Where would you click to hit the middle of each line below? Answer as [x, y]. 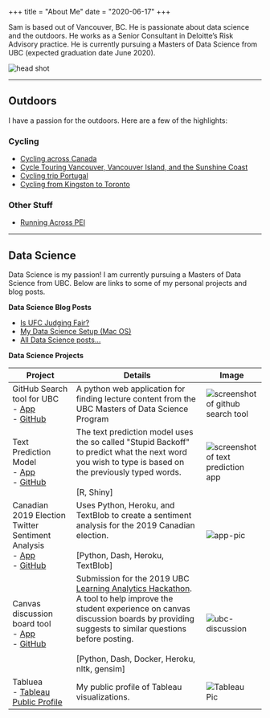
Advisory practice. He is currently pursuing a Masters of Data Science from [133, 44]
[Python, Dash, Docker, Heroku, [135, 659]
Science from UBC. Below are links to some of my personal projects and [128, 284]
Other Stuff [31, 206]
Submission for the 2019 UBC [133, 579]
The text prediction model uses [135, 432]
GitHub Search [40, 389]
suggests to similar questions [131, 629]
